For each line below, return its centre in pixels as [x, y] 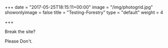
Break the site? [20, 31]
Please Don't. [19, 41]
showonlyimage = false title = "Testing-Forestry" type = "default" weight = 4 [84, 12]
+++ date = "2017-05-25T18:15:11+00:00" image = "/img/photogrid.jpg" [79, 7]
